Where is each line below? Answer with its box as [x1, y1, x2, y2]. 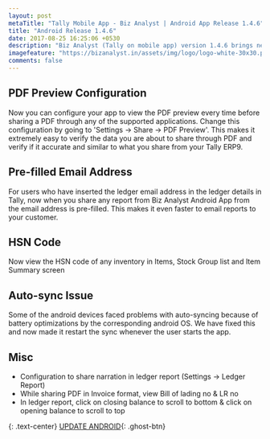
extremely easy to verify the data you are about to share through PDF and [8, 133, 252, 143]
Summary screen [8, 265, 65, 275]
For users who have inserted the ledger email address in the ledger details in [8, 187, 262, 196]
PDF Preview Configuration [8, 86, 147, 101]
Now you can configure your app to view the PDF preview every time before [8, 108, 260, 117]
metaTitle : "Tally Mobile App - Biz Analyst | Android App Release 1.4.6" [8, 19, 264, 27]
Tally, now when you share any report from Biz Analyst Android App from [8, 195, 251, 205]
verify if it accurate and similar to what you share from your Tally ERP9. [8, 142, 243, 151]
